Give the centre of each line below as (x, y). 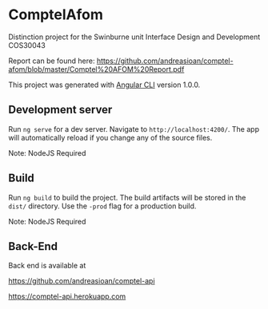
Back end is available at (47, 266)
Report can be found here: (52, 61)
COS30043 (27, 45)
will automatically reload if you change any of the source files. (110, 137)
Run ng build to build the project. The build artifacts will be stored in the (127, 197)
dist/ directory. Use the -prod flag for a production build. (102, 206)
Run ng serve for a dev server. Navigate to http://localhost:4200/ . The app (134, 129)
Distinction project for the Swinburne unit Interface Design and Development (134, 37)
